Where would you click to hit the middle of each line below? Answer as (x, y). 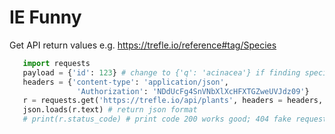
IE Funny (45, 17)
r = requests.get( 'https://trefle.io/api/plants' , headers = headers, (173, 101)
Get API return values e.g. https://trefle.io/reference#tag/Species (143, 45)
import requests (56, 63)
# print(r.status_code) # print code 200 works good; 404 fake (157, 119)
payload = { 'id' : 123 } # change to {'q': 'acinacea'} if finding (161, 72)
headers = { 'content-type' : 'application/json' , (125, 82)
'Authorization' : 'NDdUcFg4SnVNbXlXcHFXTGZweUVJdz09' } (193, 91)
